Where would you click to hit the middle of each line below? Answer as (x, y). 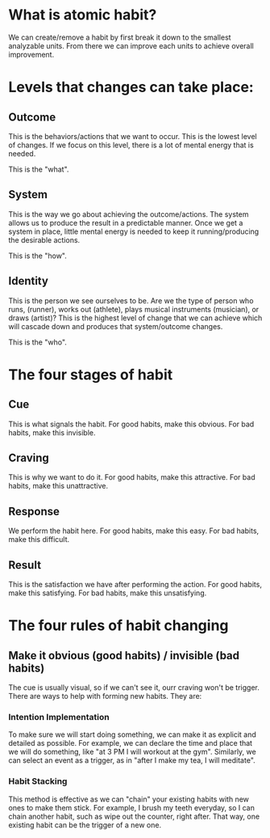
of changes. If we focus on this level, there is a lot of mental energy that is (131, 145)
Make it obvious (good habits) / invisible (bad (124, 656)
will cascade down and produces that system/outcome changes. (116, 326)
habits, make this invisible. (52, 432)
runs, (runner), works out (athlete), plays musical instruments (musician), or (134, 309)
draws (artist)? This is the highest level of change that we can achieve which (135, 318)
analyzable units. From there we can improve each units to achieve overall (131, 45)
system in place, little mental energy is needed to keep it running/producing (134, 231)
